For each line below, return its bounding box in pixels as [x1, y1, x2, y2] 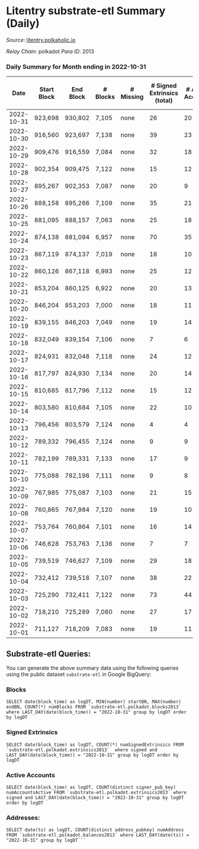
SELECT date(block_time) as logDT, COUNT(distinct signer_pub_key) [6, 784, 176, 790]
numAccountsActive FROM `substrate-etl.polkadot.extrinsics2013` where [6, 789, 187, 795]
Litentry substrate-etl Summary [6, 4, 166, 18]
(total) [155, 97, 173, 105]
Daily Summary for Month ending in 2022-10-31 [6, 62, 146, 71]
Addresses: [6, 813, 40, 822]
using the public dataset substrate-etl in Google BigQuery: [6, 671, 152, 678]
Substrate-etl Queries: [6, 649, 91, 659]
